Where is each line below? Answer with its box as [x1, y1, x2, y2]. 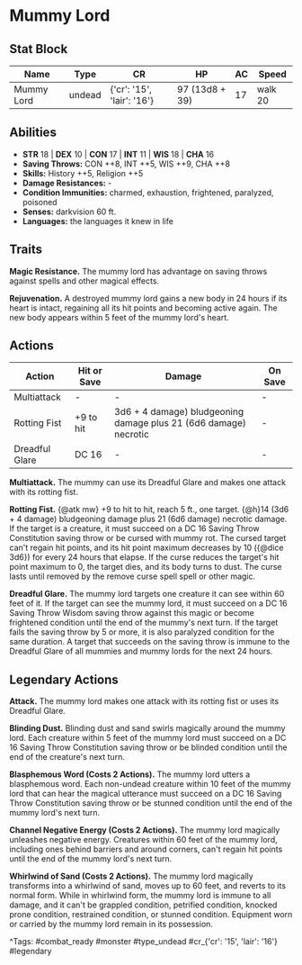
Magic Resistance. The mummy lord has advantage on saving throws [9, 266, 268, 276]
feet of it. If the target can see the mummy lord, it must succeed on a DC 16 [9, 598, 288, 609]
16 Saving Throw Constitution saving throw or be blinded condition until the [9, 742, 288, 753]
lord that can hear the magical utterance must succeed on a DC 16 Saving [9, 789, 282, 799]
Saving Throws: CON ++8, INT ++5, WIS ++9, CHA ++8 [22, 158, 231, 169]
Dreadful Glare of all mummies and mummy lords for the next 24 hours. [9, 645, 273, 657]
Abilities [9, 125, 57, 140]
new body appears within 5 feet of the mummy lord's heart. [9, 311, 229, 322]
